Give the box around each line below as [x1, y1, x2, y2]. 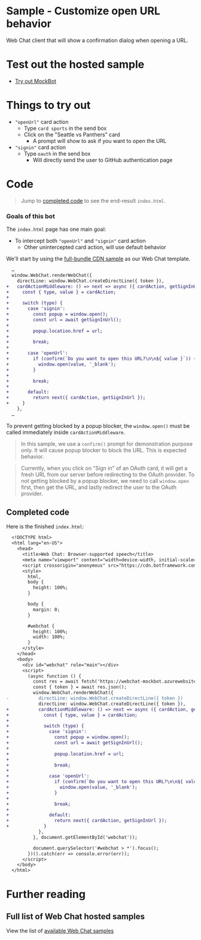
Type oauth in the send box [23, 150, 91, 157]
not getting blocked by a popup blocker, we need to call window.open [20, 477, 190, 484]
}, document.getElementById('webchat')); [32, 834, 138, 840]
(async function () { [28, 673, 82, 679]
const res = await [32, 679, 79, 685]
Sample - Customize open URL [6, 4, 160, 18]
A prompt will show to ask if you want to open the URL [32, 137, 167, 144]
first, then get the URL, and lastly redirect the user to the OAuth [20, 483, 177, 491]
